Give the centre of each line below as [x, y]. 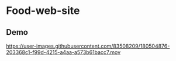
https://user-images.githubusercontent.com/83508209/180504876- [88, 46]
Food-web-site [43, 11]
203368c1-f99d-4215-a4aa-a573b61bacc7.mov [63, 52]
